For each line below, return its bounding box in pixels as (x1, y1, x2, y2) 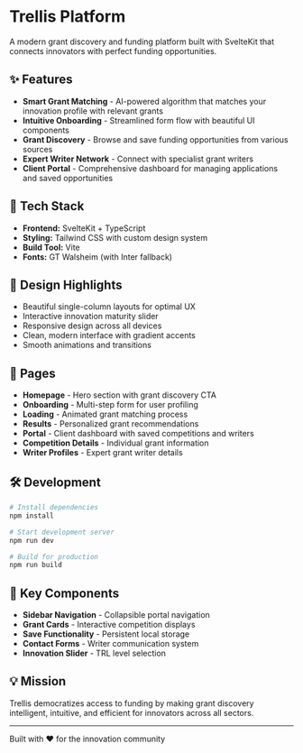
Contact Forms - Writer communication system (22, 638, 199, 649)
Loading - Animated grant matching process (22, 409, 188, 420)
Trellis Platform (9, 6, 126, 27)
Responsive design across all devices (22, 320, 162, 331)
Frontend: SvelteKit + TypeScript (22, 223, 146, 234)
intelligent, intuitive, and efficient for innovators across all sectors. (9, 707, 254, 718)
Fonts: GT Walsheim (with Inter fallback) (22, 251, 173, 262)
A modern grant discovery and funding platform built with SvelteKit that (9, 36, 275, 47)
